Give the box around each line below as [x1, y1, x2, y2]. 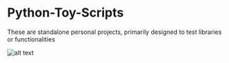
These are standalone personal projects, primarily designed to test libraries [7, 28, 222, 36]
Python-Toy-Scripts [7, 5, 124, 21]
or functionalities [7, 35, 56, 43]
